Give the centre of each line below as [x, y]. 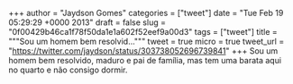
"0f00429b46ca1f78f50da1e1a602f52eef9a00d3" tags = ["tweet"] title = [143, 32]
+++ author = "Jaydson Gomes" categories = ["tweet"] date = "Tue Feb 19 [146, 13]
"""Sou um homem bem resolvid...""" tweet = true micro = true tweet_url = [146, 41]
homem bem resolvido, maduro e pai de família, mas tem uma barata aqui [145, 60]
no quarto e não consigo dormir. [68, 70]
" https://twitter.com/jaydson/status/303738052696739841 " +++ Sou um [143, 51]
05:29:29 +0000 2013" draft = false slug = [87, 22]
